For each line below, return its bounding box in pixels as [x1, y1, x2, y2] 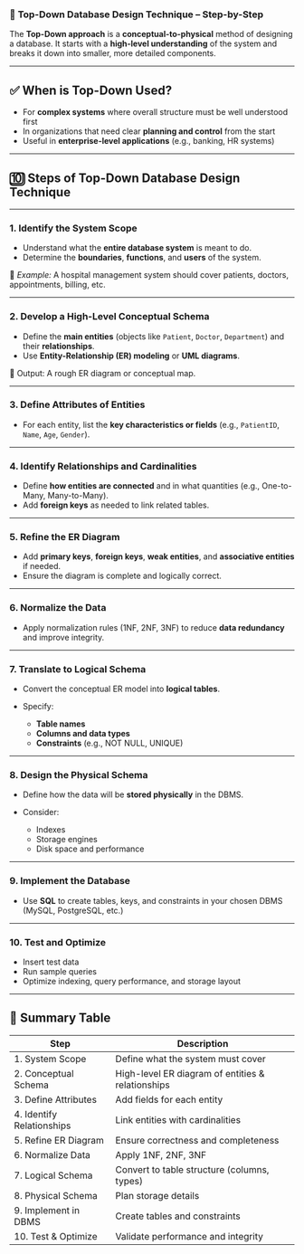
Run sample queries [22, 965, 98, 976]
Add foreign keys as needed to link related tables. [22, 499, 210, 510]
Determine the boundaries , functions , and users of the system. [22, 252, 262, 263]
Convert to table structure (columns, [115, 1163, 270, 1175]
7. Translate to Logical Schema [9, 662, 147, 675]
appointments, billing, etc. [9, 280, 106, 290]
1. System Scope [14, 1052, 87, 1065]
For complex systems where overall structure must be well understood [22, 107, 289, 118]
